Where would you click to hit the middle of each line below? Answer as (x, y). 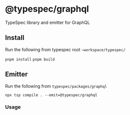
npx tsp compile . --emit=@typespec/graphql (51, 95)
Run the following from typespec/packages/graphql (56, 86)
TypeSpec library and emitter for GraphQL (48, 22)
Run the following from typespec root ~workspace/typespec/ (65, 49)
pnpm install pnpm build (30, 59)
